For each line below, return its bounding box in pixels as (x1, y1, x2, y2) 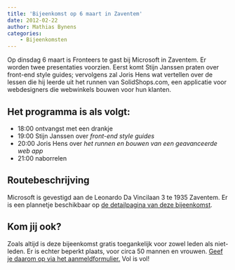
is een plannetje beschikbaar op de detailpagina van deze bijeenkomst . (7, 201, 213, 209)
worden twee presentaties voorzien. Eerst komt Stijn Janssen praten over (7, 63, 220, 72)
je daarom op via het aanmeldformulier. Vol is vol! (7, 254, 150, 263)
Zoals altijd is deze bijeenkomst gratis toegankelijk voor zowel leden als (7, 239, 214, 248)
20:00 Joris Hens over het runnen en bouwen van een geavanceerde (17, 139, 217, 147)
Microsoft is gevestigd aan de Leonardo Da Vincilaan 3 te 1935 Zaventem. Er (7, 193, 228, 201)
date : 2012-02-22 (7, 17, 58, 24)
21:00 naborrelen (17, 154, 67, 162)
